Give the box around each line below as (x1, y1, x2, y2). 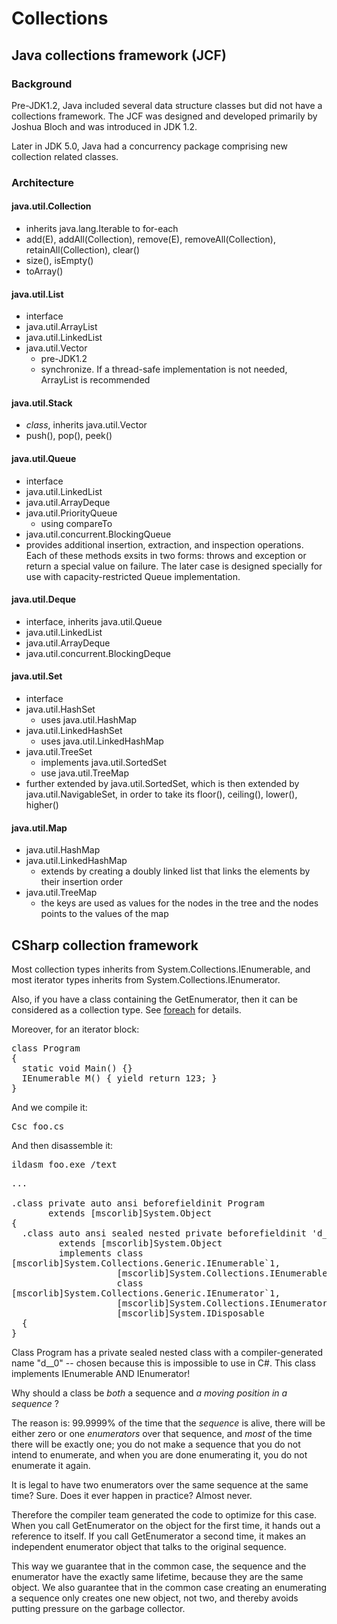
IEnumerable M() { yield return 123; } (21, 1073, 218, 1084)
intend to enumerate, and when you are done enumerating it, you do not (11, 1449, 308, 1461)
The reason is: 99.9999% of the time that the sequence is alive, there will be (11, 1417, 326, 1429)
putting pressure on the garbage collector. (11, 1603, 186, 1615)
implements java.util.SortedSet (40, 757, 168, 769)
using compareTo (40, 517, 113, 529)
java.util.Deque (11, 593, 77, 606)
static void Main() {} (21, 1063, 133, 1074)
